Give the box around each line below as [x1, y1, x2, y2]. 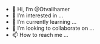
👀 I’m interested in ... [12, 12, 64, 19]
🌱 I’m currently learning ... [12, 18, 77, 25]
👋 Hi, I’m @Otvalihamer [12, 6, 70, 12]
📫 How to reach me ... [12, 32, 68, 38]
